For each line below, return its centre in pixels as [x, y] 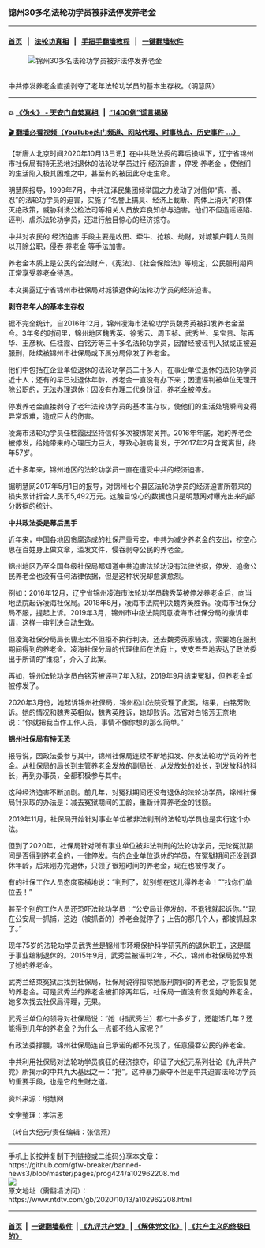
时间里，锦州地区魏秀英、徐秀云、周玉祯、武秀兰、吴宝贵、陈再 [151, 333]
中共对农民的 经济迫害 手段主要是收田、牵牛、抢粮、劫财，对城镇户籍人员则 [131, 237]
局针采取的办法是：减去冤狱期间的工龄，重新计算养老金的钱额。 [112, 803]
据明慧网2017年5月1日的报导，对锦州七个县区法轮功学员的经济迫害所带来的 [130, 487]
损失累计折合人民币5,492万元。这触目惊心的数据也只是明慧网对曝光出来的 [128, 496]
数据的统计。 [35, 506]
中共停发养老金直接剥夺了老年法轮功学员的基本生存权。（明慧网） [114, 85]
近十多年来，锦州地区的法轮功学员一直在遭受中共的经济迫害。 [108, 470]
